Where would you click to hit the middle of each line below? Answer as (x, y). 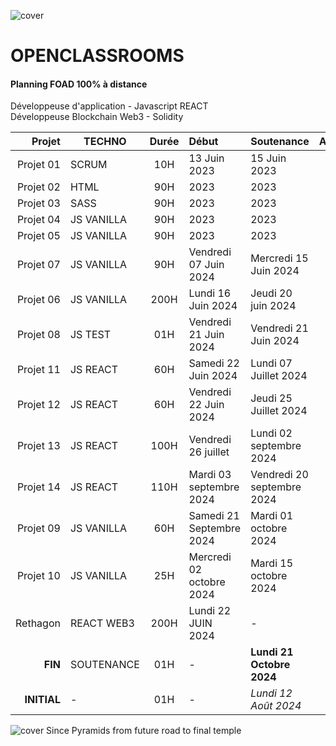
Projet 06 (38, 300)
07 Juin (206, 265)
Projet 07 (38, 265)
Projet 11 (38, 370)
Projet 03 (38, 203)
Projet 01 (38, 165)
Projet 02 (38, 187)
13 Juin (206, 158)
